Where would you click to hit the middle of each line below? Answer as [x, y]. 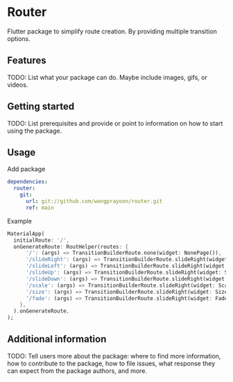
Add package [26, 169]
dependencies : [28, 182]
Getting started [41, 107]
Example [20, 221]
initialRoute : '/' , [42, 240]
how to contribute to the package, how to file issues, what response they [111, 363]
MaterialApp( [26, 233]
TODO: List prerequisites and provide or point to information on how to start [115, 123]
